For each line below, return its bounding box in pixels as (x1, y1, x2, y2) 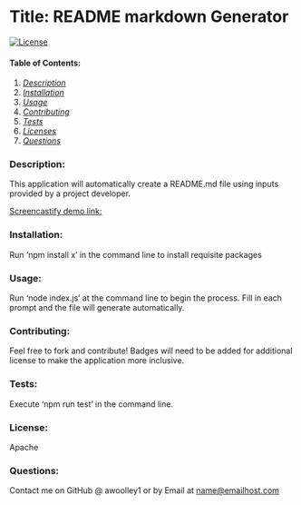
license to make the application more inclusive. (9, 355, 185, 366)
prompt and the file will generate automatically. (9, 302, 185, 313)
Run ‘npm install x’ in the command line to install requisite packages (9, 249, 263, 260)
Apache (9, 441, 39, 452)
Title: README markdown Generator (9, 6, 289, 27)
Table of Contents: (9, 57, 82, 68)
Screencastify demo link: (9, 206, 102, 217)
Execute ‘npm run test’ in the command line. (9, 398, 174, 410)
